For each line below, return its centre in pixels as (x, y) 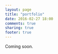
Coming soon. (19, 46)
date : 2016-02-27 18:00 (29, 19)
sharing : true (19, 28)
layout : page (18, 10)
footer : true (18, 32)
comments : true (20, 23)
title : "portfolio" (25, 14)
